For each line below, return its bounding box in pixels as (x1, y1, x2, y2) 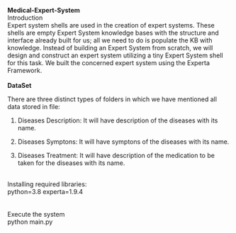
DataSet (7, 81, 32, 89)
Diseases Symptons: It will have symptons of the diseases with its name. (17, 137, 230, 146)
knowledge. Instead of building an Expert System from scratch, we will (7, 44, 213, 52)
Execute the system (7, 210, 65, 218)
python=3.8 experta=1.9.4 (7, 188, 84, 195)
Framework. (7, 67, 43, 74)
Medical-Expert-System (7, 6, 80, 14)
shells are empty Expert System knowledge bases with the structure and (7, 28, 220, 37)
